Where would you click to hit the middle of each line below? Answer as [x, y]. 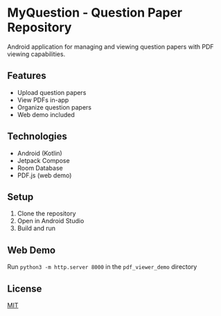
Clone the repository [46, 213]
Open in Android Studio [51, 221]
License [25, 289]
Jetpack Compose [44, 160]
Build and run [36, 228]
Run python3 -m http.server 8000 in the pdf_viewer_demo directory [102, 267]
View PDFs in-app [43, 100]
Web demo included [46, 114]
